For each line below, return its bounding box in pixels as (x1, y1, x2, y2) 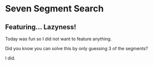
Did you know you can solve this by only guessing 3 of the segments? (5, 46, 148, 51)
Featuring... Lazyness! (5, 23, 76, 31)
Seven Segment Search (5, 3, 104, 14)
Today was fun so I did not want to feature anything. (5, 36, 112, 42)
